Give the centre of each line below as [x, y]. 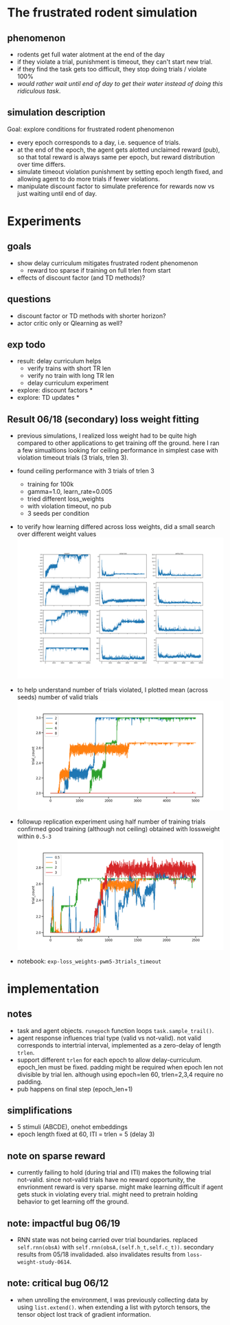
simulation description [56, 112]
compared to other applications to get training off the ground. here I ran [118, 443]
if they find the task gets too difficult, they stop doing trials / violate [112, 69]
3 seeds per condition [58, 514]
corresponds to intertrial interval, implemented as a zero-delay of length [119, 1045]
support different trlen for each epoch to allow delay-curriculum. [110, 1060]
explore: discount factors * [55, 390]
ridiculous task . [39, 91]
